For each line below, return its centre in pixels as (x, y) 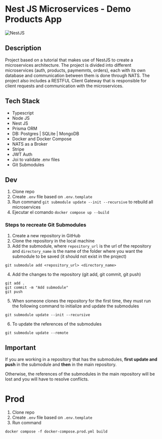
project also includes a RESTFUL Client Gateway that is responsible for (76, 80)
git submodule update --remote (37, 333)
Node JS (21, 118)
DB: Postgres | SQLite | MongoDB (45, 134)
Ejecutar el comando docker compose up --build (61, 212)
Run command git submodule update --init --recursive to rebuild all (82, 202)
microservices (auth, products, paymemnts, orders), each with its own (75, 70)
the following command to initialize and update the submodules (76, 306)
